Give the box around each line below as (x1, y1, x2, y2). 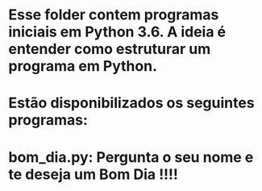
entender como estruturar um (8, 40, 211, 58)
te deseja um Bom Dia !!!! (8, 165, 179, 183)
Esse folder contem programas (8, 6, 219, 24)
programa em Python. (8, 57, 157, 76)
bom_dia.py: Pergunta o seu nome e (8, 147, 254, 166)
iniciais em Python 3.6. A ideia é (8, 23, 227, 41)
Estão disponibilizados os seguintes (8, 94, 256, 112)
